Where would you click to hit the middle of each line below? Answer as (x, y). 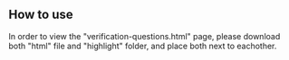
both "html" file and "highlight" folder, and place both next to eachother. (143, 46)
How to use (41, 15)
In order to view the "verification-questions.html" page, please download (144, 36)
